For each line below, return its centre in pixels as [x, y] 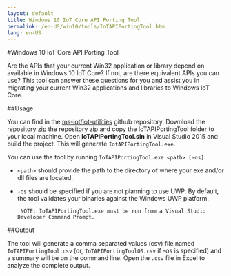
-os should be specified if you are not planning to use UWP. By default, [118, 191]
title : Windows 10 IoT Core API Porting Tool [73, 20]
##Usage [20, 108]
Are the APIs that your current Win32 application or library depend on [106, 66]
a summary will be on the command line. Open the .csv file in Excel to [106, 258]
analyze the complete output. [49, 266]
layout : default [30, 13]
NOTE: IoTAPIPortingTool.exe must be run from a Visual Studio [113, 211]
